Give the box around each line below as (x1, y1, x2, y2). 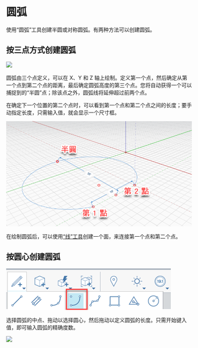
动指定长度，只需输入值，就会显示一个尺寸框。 (6, 109, 120, 116)
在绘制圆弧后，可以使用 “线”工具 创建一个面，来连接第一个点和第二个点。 (6, 233, 181, 240)
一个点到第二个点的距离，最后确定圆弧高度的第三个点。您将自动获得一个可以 (6, 81, 192, 89)
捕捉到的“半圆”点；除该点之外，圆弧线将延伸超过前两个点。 (6, 89, 150, 96)
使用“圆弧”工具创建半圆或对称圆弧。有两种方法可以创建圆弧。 (6, 26, 156, 33)
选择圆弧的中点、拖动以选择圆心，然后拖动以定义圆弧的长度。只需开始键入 (6, 316, 187, 323)
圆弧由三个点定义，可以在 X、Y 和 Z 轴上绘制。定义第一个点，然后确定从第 (6, 74, 187, 81)
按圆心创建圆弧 (6, 252, 61, 262)
